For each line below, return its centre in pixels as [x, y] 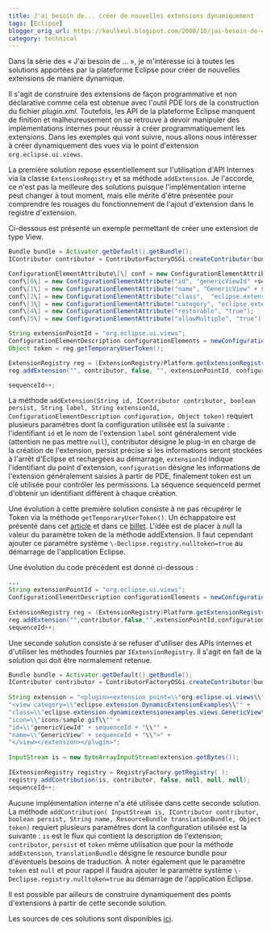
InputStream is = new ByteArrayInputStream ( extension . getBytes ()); [124, 757]
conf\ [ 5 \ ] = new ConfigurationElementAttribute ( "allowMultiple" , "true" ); [137, 319]
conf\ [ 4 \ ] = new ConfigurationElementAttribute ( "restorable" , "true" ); [131, 312]
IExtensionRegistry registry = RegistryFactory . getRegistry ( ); [119, 772]
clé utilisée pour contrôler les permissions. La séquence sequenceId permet [135, 484]
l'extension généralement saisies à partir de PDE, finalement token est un [130, 476]
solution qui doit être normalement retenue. [80, 660]
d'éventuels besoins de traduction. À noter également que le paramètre [127, 862]
